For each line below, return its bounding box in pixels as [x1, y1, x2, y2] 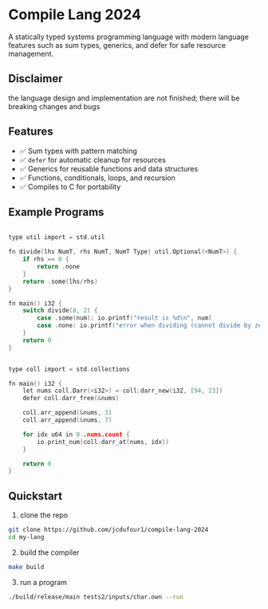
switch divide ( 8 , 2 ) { [22, 307, 98, 315]
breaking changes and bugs [8, 101, 100, 111]
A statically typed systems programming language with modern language [8, 32, 250, 41]
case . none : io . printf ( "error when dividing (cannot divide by [37, 321, 251, 330]
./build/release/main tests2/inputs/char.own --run [8, 592, 183, 601]
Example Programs [8, 205, 104, 218]
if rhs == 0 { [22, 255, 69, 264]
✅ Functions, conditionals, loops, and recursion [19, 173, 175, 183]
